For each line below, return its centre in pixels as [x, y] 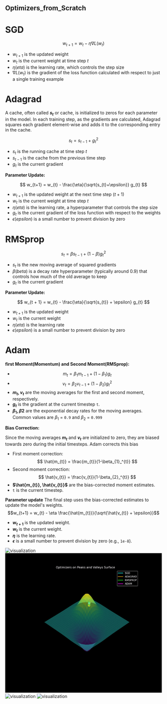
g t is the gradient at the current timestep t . [56, 405]
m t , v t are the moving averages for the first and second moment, [78, 393]
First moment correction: [38, 454]
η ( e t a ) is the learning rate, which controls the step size [68, 67]
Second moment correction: [41, 469]
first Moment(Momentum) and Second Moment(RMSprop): [67, 364]
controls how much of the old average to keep [59, 277]
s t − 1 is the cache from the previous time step [59, 158]
